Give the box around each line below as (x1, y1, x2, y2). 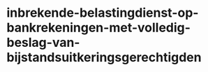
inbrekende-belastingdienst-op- (6, 5, 199, 21)
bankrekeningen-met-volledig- (6, 20, 191, 36)
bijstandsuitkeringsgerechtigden (6, 50, 202, 66)
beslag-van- (6, 35, 80, 50)
